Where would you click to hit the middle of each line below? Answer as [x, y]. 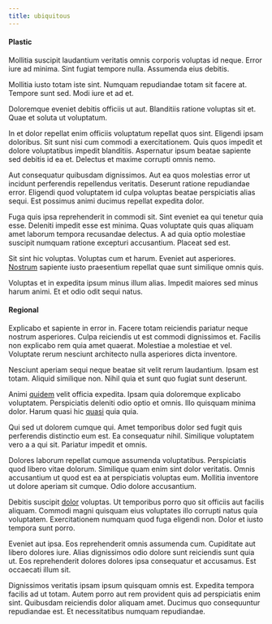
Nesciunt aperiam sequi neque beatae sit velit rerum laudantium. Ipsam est [134, 370]
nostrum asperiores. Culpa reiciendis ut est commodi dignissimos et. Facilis [135, 337]
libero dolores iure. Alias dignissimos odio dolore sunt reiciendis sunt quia [132, 552]
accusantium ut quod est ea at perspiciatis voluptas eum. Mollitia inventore [134, 478]
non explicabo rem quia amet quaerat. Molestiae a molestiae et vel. [121, 346]
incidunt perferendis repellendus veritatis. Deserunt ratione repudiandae [129, 183]
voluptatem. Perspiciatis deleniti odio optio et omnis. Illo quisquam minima [132, 403]
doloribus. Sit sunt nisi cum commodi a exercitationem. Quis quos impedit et [136, 142]
